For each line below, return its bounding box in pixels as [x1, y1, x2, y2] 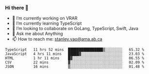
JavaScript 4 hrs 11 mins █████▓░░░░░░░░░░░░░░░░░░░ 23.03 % [5, 52, 145, 57]
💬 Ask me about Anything [12, 31, 63, 37]
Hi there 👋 [5, 4, 29, 11]
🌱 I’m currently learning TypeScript [12, 20, 82, 26]
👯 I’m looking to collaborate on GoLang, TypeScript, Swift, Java [12, 26, 138, 31]
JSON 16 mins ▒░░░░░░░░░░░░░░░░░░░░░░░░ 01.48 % [5, 64, 145, 69]
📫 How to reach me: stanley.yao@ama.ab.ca [12, 36, 103, 42]
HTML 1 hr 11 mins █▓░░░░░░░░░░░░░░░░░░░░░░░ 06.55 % [5, 56, 145, 61]
